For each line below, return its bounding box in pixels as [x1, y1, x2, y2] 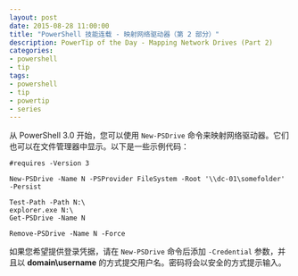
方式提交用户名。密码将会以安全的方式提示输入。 [106, 257, 287, 268]
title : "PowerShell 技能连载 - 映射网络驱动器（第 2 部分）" [9, 29, 220, 38]
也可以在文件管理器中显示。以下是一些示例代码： [9, 141, 189, 152]
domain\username [26, 257, 97, 268]
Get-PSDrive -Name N [9, 213, 87, 223]
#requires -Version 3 [9, 159, 90, 168]
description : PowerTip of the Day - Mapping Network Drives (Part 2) [9, 38, 274, 47]
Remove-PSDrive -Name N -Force [9, 230, 126, 238]
